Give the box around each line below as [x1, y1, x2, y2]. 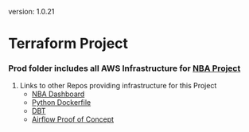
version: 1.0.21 [8, 7, 55, 16]
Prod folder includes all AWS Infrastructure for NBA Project [8, 63, 241, 74]
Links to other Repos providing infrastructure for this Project [19, 81, 217, 91]
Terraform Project [8, 35, 129, 52]
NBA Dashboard [31, 89, 85, 99]
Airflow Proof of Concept [31, 115, 114, 124]
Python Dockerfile [31, 98, 91, 107]
